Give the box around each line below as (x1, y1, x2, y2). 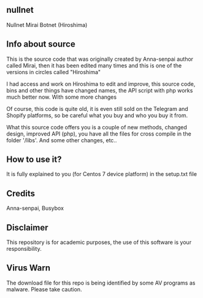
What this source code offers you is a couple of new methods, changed (6, 123, 187, 131)
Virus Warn (6, 263, 51, 273)
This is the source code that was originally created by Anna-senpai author (6, 55, 194, 63)
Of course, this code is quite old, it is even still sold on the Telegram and (6, 105, 188, 112)
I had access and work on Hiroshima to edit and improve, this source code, (6, 80, 196, 88)
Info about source (6, 39, 75, 50)
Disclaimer (6, 222, 48, 232)
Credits (6, 188, 36, 199)
